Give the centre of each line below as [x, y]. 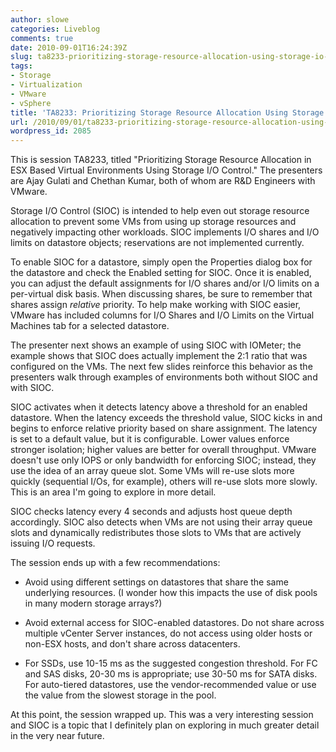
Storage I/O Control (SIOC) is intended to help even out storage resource [160, 211]
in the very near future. [57, 736]
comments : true [42, 38]
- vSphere [31, 103]
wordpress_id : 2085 [51, 131]
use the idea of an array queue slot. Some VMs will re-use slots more [152, 471]
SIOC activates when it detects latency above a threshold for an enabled [159, 407]
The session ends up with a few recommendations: [115, 563]
